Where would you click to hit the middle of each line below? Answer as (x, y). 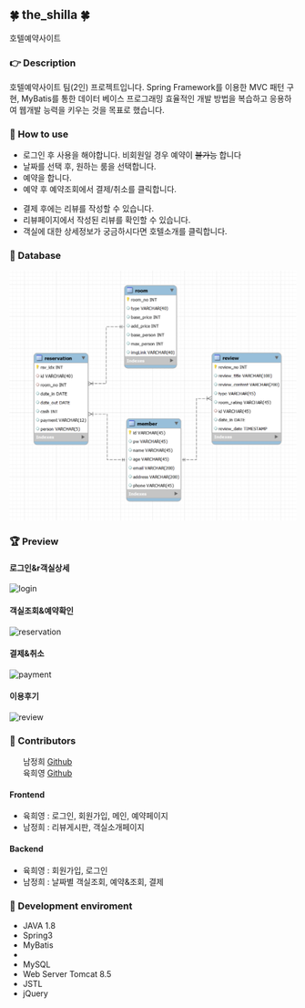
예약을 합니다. (47, 178)
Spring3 (37, 935)
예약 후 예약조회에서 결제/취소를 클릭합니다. (100, 190)
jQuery (35, 993)
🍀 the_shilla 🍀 (50, 15)
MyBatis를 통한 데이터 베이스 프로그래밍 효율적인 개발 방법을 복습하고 (145, 98)
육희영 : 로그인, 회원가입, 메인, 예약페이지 (95, 816)
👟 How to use (39, 134)
